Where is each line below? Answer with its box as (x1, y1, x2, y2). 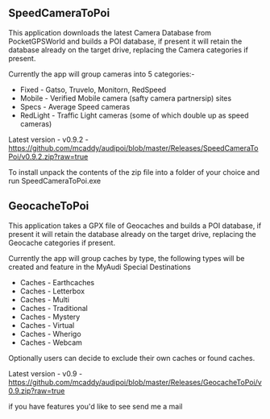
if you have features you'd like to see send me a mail (8, 401, 183, 411)
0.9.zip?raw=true (8, 386, 65, 396)
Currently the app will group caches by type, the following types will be (8, 253, 245, 263)
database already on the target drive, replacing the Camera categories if (8, 44, 248, 55)
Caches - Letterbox (19, 286, 85, 296)
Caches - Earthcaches (19, 277, 95, 287)
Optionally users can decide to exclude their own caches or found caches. (8, 353, 255, 363)
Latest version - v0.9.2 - (8, 135, 89, 144)
